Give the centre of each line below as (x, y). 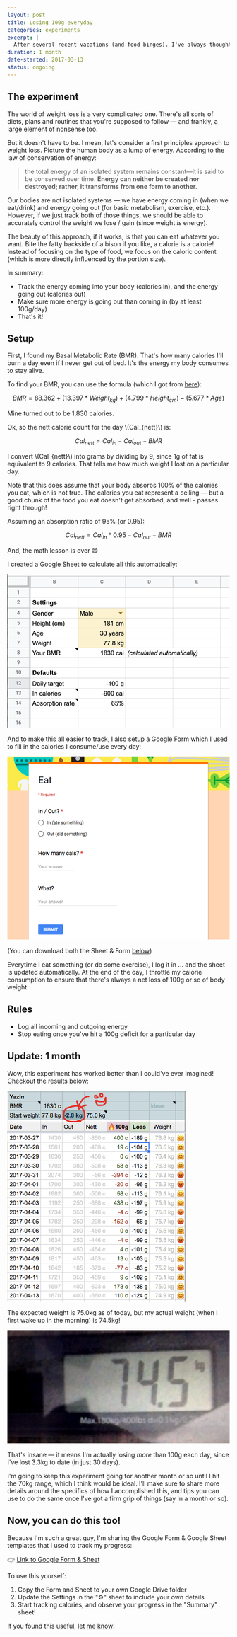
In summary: (25, 272)
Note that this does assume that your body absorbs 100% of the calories (113, 485)
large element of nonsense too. (53, 129)
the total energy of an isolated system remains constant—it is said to (124, 171)
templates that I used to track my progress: (70, 1545)
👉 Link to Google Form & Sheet (54, 1559)
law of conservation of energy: (52, 157)
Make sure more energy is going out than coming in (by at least (109, 301)
